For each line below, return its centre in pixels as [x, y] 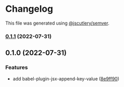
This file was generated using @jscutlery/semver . [57, 23]
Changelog [29, 9]
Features [17, 68]
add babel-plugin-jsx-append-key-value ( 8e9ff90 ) [66, 79]
